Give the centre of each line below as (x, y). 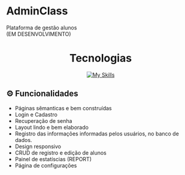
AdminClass (37, 11)
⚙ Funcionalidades (43, 94)
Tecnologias (101, 58)
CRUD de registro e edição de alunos (60, 153)
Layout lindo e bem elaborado (51, 127)
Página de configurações (46, 165)
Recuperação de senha (43, 120)
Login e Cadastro (36, 114)
